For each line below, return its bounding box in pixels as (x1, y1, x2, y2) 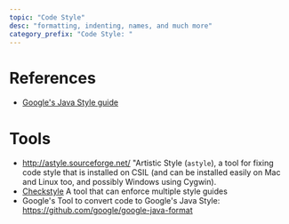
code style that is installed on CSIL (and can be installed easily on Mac (21, 167, 281, 178)
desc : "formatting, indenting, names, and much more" (9, 21, 213, 30)
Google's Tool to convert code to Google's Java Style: (21, 196, 221, 206)
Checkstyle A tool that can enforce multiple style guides (21, 186, 229, 196)
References (9, 68, 96, 88)
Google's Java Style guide (21, 97, 118, 108)
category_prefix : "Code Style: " (9, 29, 133, 38)
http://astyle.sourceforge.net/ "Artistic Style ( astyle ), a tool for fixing (21, 157, 274, 169)
